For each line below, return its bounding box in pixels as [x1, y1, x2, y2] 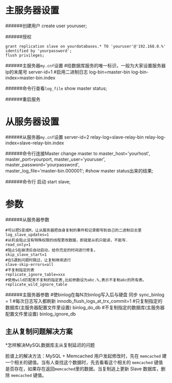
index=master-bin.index [5, 74, 55, 81]
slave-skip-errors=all [5, 262, 54, 267]
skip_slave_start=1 [5, 252, 47, 257]
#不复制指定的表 [5, 267, 35, 273]
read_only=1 [5, 242, 31, 247]
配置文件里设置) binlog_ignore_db [5, 311, 76, 317]
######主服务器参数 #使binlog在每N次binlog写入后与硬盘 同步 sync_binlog [5, 291, 165, 298]
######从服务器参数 [5, 216, 50, 222]
